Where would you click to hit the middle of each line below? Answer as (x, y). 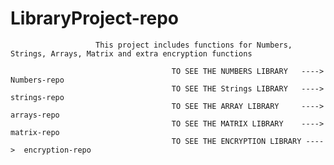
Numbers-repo (37, 80)
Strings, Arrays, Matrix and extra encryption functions (131, 53)
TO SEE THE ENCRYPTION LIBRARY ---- (248, 141)
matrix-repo (35, 132)
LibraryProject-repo (94, 18)
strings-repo (37, 97)
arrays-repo (35, 115)
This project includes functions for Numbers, (194, 45)
